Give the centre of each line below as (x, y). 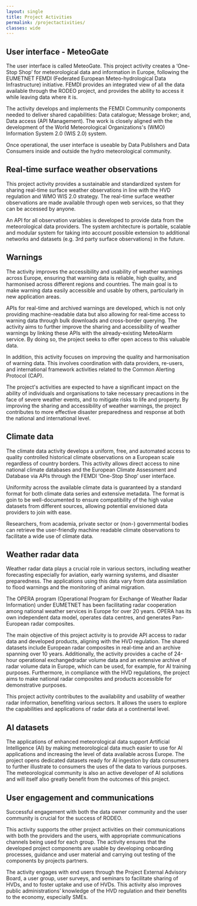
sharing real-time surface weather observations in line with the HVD (89, 190)
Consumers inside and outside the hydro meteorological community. (89, 151)
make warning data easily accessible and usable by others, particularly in (95, 290)
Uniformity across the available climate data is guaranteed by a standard (94, 487)
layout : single (25, 11)
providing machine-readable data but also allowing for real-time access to (96, 314)
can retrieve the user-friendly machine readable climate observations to (93, 530)
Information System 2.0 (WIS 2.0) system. (57, 133)
